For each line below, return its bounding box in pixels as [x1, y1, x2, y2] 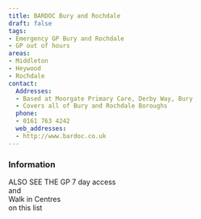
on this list [8, 203, 43, 213]
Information [8, 158, 56, 170]
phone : [15, 110, 38, 118]
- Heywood [8, 65, 42, 73]
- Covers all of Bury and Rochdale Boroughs [15, 102, 168, 110]
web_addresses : [15, 124, 67, 133]
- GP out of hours [8, 42, 70, 50]
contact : [8, 79, 38, 87]
